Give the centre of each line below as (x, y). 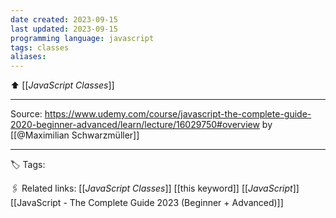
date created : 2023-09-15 (64, 19)
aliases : (28, 57)
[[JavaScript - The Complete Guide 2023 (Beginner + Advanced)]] (147, 203)
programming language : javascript (82, 38)
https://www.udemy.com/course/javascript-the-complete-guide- (178, 114)
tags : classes (40, 47)
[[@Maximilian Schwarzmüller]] (75, 135)
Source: (26, 114)
